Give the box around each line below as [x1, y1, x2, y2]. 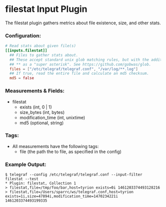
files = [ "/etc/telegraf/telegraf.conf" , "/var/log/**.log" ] [9, 66, 138, 71]
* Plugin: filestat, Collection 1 [5, 181, 77, 186]
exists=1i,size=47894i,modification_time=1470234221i [5, 194, 119, 199]
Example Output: [5, 161, 46, 168]
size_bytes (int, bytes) [19, 109, 65, 115]
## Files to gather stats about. [9, 52, 79, 57]
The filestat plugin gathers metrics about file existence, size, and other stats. [5, 20, 162, 26]
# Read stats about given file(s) [5, 44, 77, 49]
